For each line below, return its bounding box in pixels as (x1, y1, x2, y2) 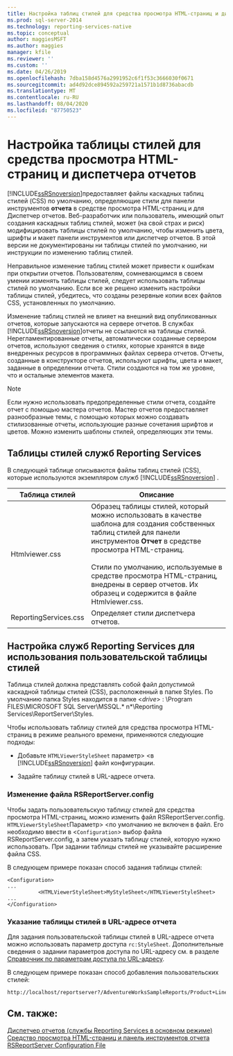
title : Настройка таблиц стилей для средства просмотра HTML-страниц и (7, 10, 218, 17)
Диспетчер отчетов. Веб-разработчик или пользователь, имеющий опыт (7, 211, 224, 219)
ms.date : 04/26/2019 (7, 68, 67, 75)
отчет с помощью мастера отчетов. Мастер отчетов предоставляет (7, 405, 209, 414)
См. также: (7, 1007, 58, 1020)
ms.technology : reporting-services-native (7, 23, 132, 30)
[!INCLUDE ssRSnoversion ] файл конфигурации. (17, 759, 155, 767)
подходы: (7, 738, 35, 747)
